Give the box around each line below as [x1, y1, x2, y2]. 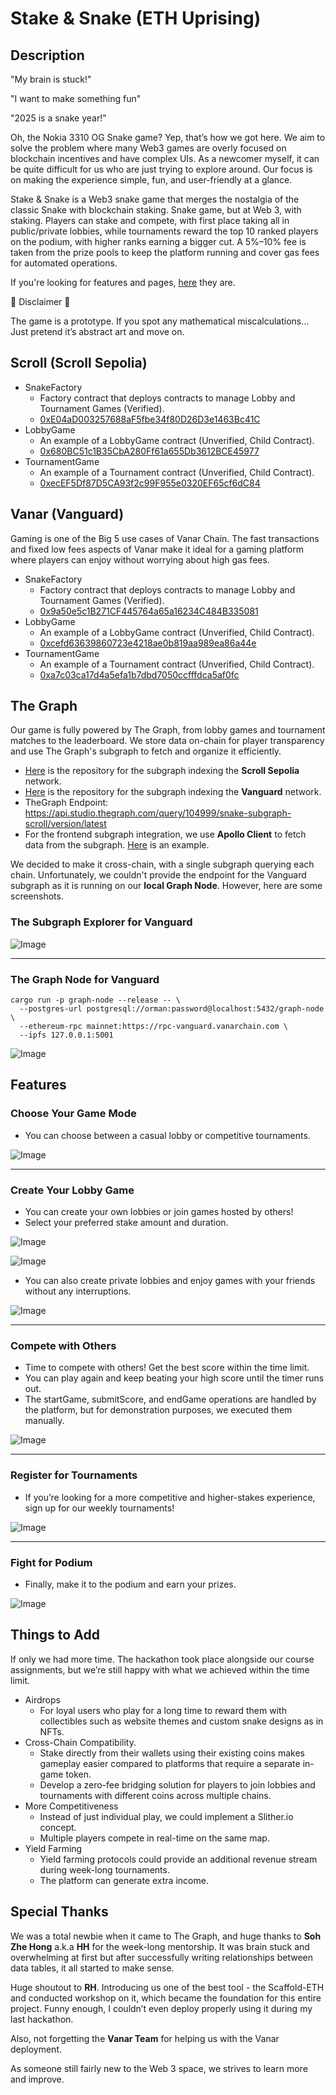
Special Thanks [10, 1903, 109, 1921]
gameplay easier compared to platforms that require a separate [39, 1757, 301, 1769]
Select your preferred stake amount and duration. [24, 1217, 229, 1229]
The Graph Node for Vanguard [10, 972, 160, 986]
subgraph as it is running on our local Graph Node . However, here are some [10, 880, 323, 892]
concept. [39, 1821, 77, 1833]
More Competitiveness [24, 1800, 119, 1812]
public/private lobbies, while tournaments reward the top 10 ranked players [10, 225, 319, 237]
